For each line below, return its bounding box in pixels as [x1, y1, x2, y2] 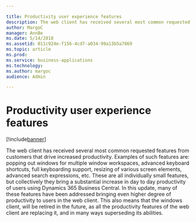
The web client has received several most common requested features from [6, 147, 190, 154]
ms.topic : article [6, 46, 51, 53]
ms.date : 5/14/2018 [6, 36, 54, 42]
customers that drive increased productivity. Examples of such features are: [6, 153, 190, 160]
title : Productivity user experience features [6, 13, 122, 19]
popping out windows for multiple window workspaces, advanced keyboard [6, 159, 190, 167]
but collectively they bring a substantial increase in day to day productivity [6, 178, 186, 185]
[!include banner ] [6, 136, 46, 143]
